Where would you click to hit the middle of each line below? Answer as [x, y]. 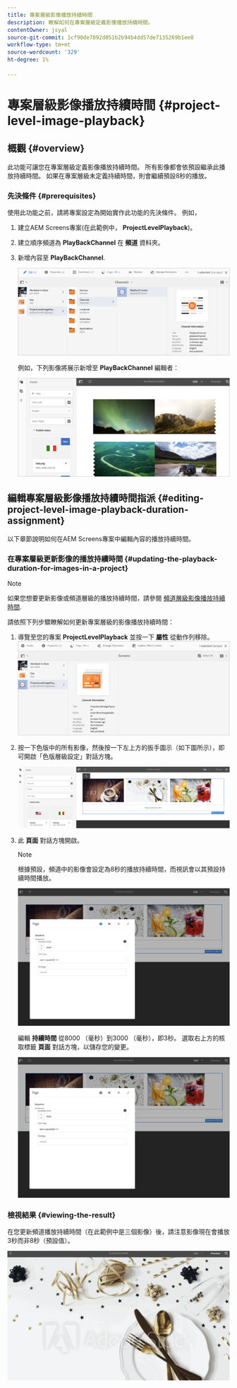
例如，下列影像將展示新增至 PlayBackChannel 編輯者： [98, 367]
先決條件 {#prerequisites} [52, 196]
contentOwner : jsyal [38, 30]
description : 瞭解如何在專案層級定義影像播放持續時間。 [80, 22]
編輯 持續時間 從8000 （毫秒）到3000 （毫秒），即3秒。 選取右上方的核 [121, 1038]
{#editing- [181, 498]
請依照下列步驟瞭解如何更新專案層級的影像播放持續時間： [91, 622]
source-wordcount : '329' [44, 52]
